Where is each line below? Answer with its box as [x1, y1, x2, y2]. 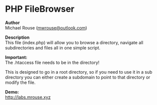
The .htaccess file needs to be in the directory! [5, 59, 100, 65]
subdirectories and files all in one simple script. [5, 45, 101, 51]
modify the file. [5, 79, 36, 85]
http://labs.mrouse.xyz [5, 94, 51, 100]
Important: [5, 54, 27, 60]
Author [5, 20, 20, 26]
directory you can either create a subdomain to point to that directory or [5, 74, 151, 80]
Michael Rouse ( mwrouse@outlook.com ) [5, 25, 87, 30]
